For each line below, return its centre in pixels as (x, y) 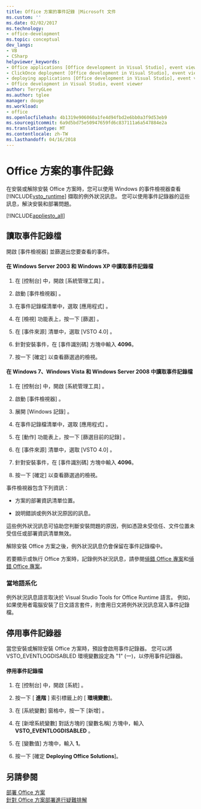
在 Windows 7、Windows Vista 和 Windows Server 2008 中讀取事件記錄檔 (100, 372)
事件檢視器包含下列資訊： (38, 487)
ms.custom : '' (24, 17)
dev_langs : (20, 45)
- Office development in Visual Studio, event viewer (75, 84)
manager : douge (25, 100)
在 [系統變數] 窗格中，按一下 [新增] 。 (61, 711)
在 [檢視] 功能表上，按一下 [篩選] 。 (58, 319)
